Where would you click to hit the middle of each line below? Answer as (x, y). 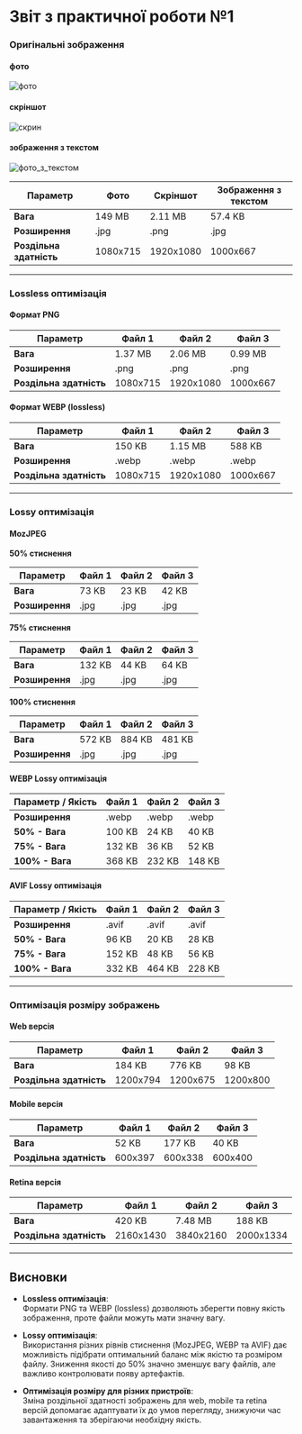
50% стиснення (40, 554)
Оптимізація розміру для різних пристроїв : (108, 1391)
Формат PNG (35, 315)
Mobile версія (36, 1104)
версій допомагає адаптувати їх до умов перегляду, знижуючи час (151, 1410)
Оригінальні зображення (67, 45)
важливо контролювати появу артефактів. (103, 1373)
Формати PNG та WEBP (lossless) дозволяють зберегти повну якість (154, 1308)
